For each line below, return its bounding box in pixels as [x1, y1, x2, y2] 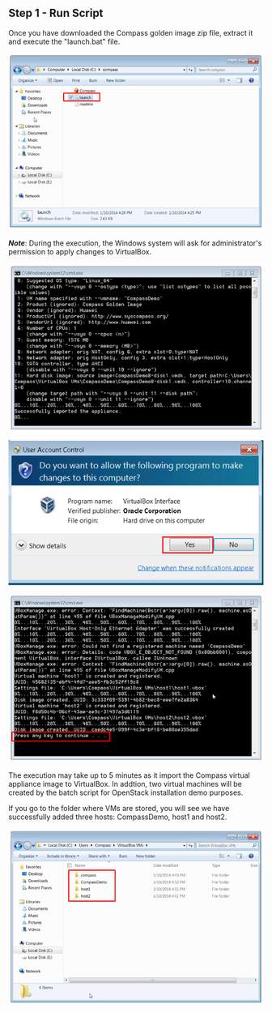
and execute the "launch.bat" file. [8, 36, 121, 46]
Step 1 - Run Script [8, 6, 104, 20]
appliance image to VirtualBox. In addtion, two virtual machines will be [8, 779, 243, 788]
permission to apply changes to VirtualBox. [8, 246, 152, 256]
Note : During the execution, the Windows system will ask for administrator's [8, 238, 262, 248]
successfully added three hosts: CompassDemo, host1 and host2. [8, 812, 227, 822]
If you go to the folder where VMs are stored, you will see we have [8, 804, 230, 813]
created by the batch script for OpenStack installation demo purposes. [8, 788, 244, 797]
